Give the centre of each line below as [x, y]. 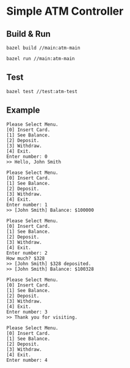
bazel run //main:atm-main [41, 59]
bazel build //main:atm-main [43, 48]
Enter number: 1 [27, 205]
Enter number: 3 [27, 312]
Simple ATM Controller [65, 11]
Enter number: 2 [27, 253]
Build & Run [28, 34]
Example [23, 111]
